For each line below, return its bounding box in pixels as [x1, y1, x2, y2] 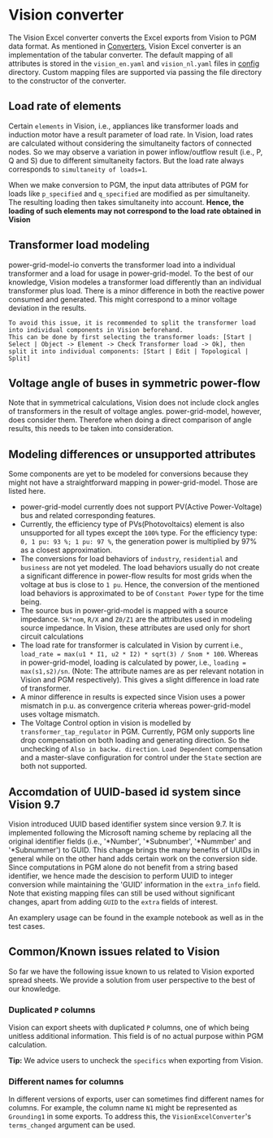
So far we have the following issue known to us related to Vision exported [8, 966, 254, 976]
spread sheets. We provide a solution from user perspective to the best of [8, 974, 256, 985]
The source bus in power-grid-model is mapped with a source [19, 606, 228, 616]
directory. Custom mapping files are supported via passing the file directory [8, 67, 262, 76]
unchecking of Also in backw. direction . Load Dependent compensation [19, 744, 262, 754]
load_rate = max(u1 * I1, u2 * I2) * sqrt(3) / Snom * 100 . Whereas [19, 649, 258, 659]
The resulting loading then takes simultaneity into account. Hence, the [8, 197, 245, 207]
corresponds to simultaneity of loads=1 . [8, 164, 148, 174]
